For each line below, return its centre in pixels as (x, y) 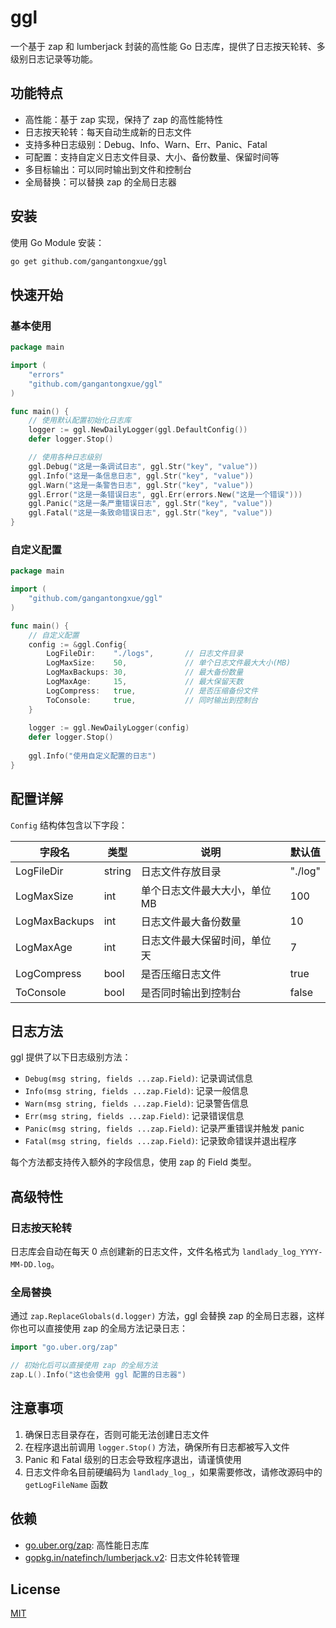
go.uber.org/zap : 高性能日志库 (87, 1545)
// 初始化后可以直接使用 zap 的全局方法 (84, 1366)
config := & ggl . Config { (78, 644)
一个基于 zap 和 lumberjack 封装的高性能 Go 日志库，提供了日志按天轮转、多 (168, 46)
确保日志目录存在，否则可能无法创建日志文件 (117, 1434)
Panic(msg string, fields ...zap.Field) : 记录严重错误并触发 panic (164, 1128)
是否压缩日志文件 (181, 974)
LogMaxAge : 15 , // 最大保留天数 (145, 682)
